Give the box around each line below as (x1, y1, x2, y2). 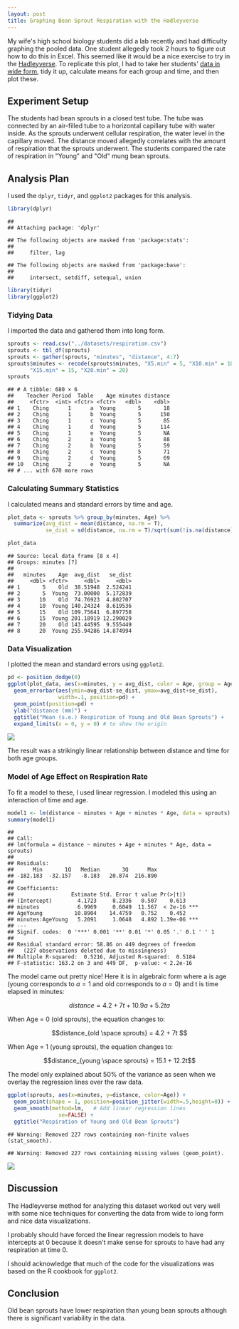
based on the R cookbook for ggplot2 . (7, 1266, 119, 1276)
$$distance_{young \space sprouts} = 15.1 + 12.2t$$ (43, 1056, 196, 1065)
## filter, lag (7, 249, 65, 257)
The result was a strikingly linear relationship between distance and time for (7, 746, 230, 755)
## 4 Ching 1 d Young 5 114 (7, 423, 171, 431)
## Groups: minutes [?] (7, 559, 78, 567)
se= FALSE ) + (58, 1112, 94, 1119)
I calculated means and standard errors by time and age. (7, 500, 173, 508)
